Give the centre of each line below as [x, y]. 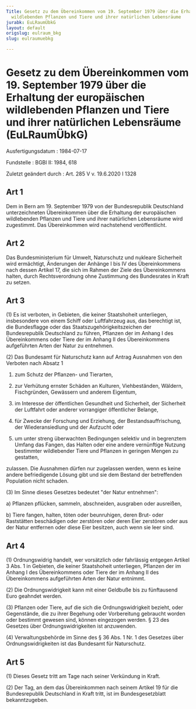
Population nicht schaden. [37, 481]
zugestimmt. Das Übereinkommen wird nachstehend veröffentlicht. [87, 225]
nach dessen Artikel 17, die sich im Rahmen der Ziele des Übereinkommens [96, 270]
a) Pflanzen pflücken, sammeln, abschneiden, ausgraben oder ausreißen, [94, 504]
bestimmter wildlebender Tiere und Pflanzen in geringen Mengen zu [97, 451]
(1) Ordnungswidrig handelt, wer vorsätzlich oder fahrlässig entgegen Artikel [98, 560]
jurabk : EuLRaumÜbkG [31, 22]
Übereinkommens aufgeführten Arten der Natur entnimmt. [76, 579]
